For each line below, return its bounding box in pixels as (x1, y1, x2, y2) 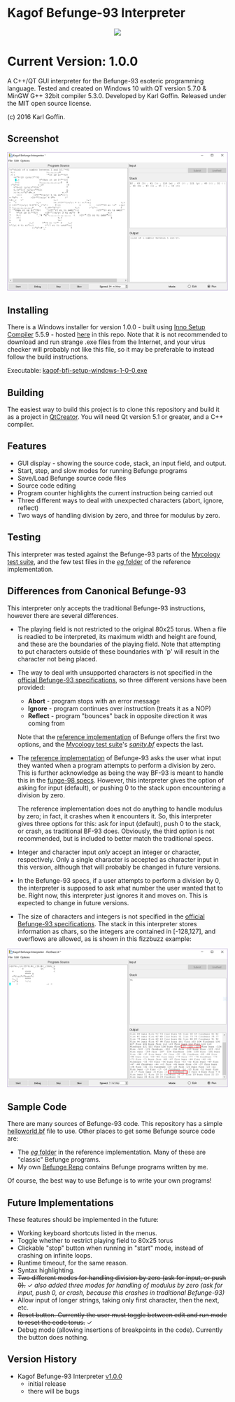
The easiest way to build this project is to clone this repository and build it (7, 405, 220, 414)
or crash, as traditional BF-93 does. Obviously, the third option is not (17, 827, 215, 835)
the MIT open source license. (7, 99, 92, 107)
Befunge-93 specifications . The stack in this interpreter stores (17, 919, 197, 928)
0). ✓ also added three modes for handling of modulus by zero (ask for (17, 1281, 223, 1289)
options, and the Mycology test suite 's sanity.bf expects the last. (17, 740, 204, 748)
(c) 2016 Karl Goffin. (7, 112, 65, 121)
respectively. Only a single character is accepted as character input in (17, 855, 219, 863)
